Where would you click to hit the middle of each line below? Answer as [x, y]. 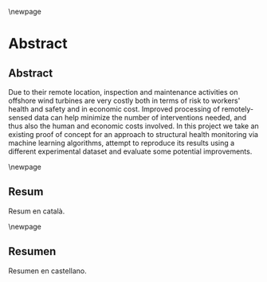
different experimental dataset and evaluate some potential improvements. [130, 151]
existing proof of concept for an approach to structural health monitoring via [133, 134]
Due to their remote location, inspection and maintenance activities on [123, 92]
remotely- [238, 109]
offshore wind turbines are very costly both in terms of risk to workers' [124, 100]
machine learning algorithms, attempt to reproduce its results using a [122, 143]
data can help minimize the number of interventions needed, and [140, 117]
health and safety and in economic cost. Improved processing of [114, 109]
